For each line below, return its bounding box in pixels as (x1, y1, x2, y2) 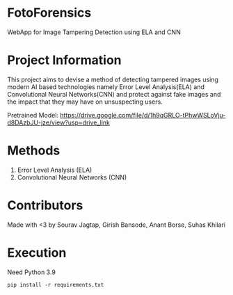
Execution (7, 245, 67, 260)
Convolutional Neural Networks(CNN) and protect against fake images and (7, 90, 221, 98)
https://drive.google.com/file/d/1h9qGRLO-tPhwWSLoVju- (60, 111, 226, 119)
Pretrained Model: (7, 111, 59, 119)
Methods (7, 143, 61, 159)
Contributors (7, 198, 83, 213)
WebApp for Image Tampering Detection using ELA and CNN (7, 28, 181, 36)
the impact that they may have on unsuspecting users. (7, 97, 163, 106)
